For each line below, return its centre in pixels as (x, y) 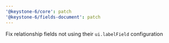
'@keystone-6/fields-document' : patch (53, 17)
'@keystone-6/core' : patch (39, 11)
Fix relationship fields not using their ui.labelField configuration (84, 34)
